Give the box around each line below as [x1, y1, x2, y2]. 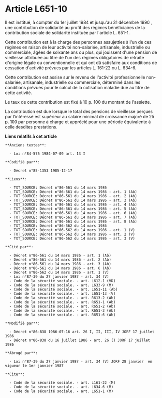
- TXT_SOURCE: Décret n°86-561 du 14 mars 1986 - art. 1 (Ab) [9, 189, 137, 194]
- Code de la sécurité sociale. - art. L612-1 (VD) [9, 278, 116, 283]
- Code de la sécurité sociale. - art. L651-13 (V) [9, 291, 116, 296]
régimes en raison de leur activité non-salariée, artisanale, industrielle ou [5, 44, 150, 50]
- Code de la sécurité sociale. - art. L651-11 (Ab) [9, 287, 118, 292]
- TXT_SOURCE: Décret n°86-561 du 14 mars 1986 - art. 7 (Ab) [9, 215, 137, 220]
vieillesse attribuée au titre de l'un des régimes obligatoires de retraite [5, 54, 144, 60]
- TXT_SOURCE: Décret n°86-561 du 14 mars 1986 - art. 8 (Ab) [9, 219, 137, 224]
